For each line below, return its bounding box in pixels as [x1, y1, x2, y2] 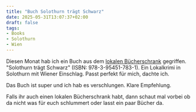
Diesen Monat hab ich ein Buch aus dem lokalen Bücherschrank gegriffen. [6, 57, 187, 65]
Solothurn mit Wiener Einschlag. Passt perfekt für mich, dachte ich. [6, 70, 169, 77]
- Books [6, 31, 25, 37]
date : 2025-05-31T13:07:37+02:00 [6, 14, 89, 20]
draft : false [6, 19, 38, 25]
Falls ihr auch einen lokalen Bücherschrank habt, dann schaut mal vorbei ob [6, 93, 191, 100]
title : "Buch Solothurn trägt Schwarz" [6, 8, 104, 15]
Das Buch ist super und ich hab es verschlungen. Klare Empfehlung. [6, 81, 172, 88]
